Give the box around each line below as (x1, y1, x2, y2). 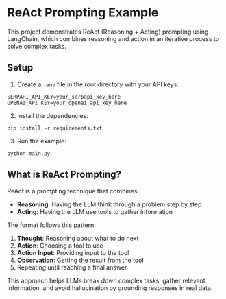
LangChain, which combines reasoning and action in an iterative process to (7, 34, 220, 43)
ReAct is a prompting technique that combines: (7, 187, 139, 195)
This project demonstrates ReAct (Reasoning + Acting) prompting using (7, 27, 209, 36)
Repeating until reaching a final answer (16, 263, 127, 272)
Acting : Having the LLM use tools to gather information (16, 207, 173, 215)
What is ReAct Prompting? (7, 169, 122, 180)
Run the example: (16, 136, 67, 145)
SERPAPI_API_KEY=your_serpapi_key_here (7, 93, 121, 100)
